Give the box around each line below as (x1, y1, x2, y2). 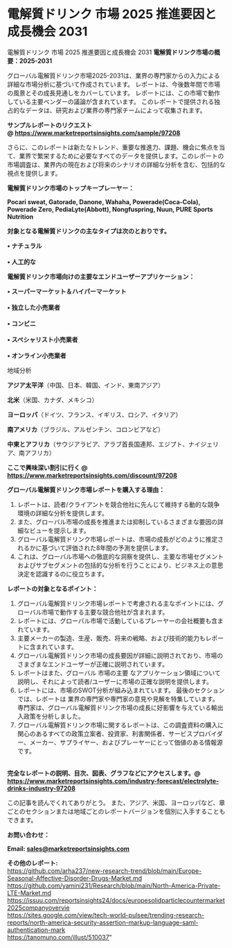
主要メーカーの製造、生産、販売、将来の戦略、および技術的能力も (17, 633, 206, 642)
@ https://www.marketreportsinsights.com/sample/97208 (7, 128, 181, 137)
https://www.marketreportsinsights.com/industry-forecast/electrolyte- (7, 776, 220, 785)
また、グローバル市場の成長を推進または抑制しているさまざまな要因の (17, 517, 218, 526)
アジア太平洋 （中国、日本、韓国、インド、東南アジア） (7, 381, 165, 389)
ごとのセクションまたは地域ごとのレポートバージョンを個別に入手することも (7, 807, 226, 815)
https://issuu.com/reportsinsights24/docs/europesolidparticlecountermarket (7, 896, 225, 904)
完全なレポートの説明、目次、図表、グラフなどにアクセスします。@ (7, 769, 201, 777)
